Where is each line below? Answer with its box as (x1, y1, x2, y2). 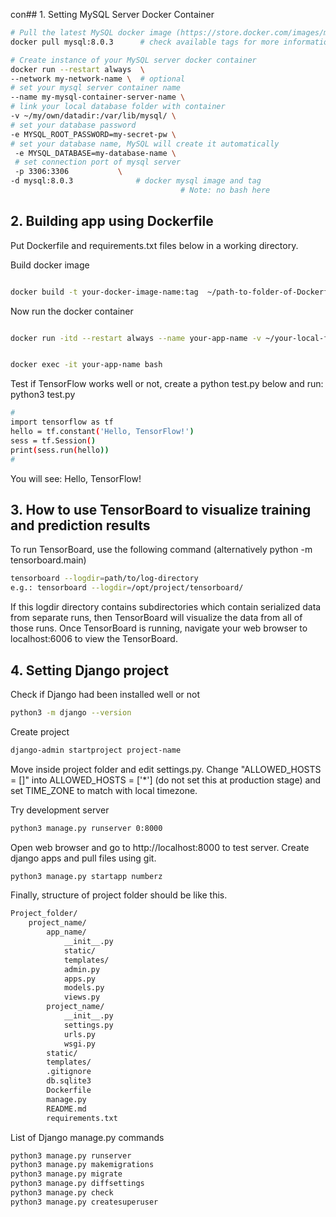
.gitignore (46, 1067, 92, 1077)
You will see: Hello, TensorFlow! (10, 472, 142, 484)
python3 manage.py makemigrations (10, 1160, 155, 1170)
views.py (63, 992, 101, 1003)
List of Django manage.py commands (10, 1131, 165, 1143)
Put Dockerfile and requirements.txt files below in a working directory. (10, 239, 299, 251)
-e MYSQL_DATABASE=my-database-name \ (14, 148, 177, 158)
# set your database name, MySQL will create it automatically (10, 139, 280, 149)
